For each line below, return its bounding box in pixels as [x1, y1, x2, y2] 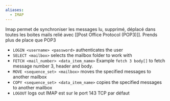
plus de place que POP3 [5, 37, 56, 43]
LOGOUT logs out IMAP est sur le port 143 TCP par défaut [12, 90, 130, 96]
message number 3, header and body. [12, 63, 93, 69]
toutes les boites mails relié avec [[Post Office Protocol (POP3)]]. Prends [5, 31, 158, 38]
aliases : [5, 7, 24, 13]
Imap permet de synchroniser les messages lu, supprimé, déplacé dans [5, 26, 156, 32]
